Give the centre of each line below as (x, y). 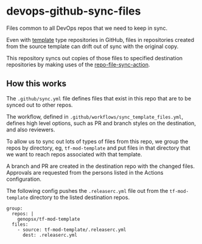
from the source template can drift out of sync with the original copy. (92, 46)
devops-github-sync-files (74, 11)
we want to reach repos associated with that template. (74, 154)
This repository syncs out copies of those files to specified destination (95, 58)
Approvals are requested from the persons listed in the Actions (85, 172)
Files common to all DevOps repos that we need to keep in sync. (87, 28)
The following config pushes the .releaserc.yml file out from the (87, 190)
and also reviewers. (31, 130)
